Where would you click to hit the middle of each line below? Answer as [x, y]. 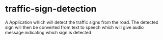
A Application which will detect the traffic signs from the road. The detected [82, 22]
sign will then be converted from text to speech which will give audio [74, 27]
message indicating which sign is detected [48, 32]
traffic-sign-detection [51, 9]
